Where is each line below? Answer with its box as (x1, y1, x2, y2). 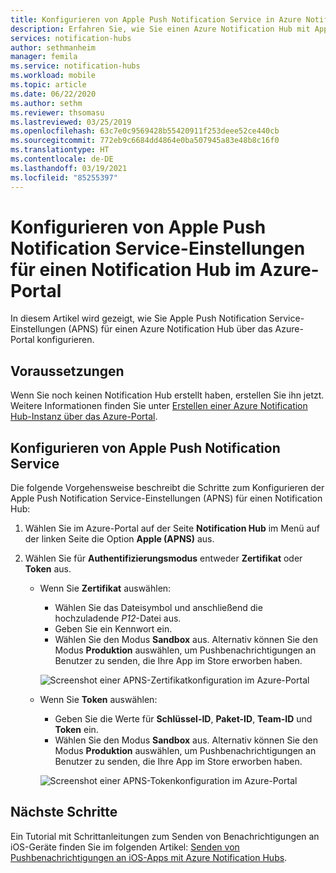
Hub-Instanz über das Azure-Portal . (10, 411, 158, 423)
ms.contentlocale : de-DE (10, 154, 114, 164)
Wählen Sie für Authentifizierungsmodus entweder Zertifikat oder (24, 552, 303, 565)
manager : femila (10, 52, 78, 62)
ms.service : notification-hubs (10, 61, 141, 71)
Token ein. (54, 724, 99, 736)
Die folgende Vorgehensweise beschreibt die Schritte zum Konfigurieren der (10, 482, 325, 494)
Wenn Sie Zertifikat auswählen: (39, 582, 172, 595)
